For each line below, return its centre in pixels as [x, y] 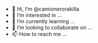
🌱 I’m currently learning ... [43, 21]
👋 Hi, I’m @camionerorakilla [45, 9]
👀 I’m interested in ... [37, 15]
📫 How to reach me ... [39, 34]
